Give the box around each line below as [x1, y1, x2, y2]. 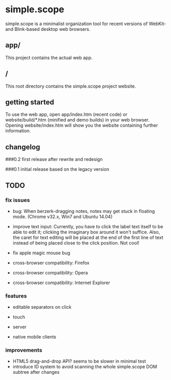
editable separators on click [12, 304, 72, 310]
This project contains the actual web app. [5, 54, 93, 61]
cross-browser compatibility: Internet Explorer [12, 279, 111, 286]
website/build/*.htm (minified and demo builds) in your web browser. [5, 117, 150, 123]
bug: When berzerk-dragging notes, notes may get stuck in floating [12, 208, 155, 214]
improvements [5, 347, 42, 354]
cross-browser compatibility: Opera [12, 269, 88, 275]
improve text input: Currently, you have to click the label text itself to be [12, 223, 163, 229]
